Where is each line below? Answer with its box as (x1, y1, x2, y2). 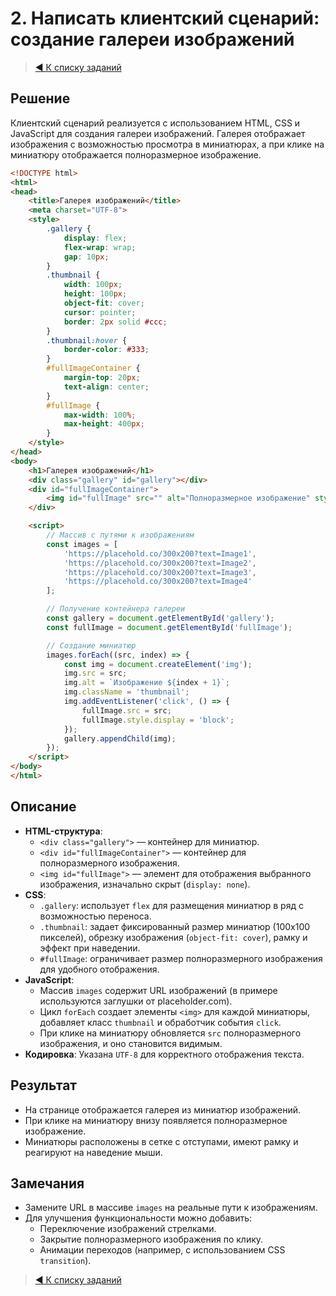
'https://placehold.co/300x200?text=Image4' (63, 577, 253, 587)
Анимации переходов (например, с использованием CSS (39, 1244, 286, 1256)
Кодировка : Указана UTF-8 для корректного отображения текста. (24, 1048, 305, 1060)
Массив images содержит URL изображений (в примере (39, 984, 278, 996)
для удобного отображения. (39, 963, 160, 975)
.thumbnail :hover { (46, 335, 128, 346)
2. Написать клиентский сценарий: (10, 7, 320, 30)
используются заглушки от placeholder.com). (39, 995, 233, 1007)
